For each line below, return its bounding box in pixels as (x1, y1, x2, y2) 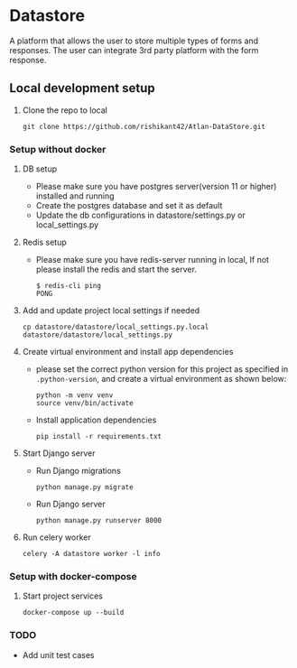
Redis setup (22, 237, 68, 248)
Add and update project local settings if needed (22, 305, 200, 316)
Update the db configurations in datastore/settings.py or (35, 209, 246, 221)
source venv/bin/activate (35, 399, 134, 408)
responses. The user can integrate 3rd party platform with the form (9, 44, 259, 55)
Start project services (22, 590, 104, 601)
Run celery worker (22, 532, 92, 543)
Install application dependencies (35, 414, 157, 425)
